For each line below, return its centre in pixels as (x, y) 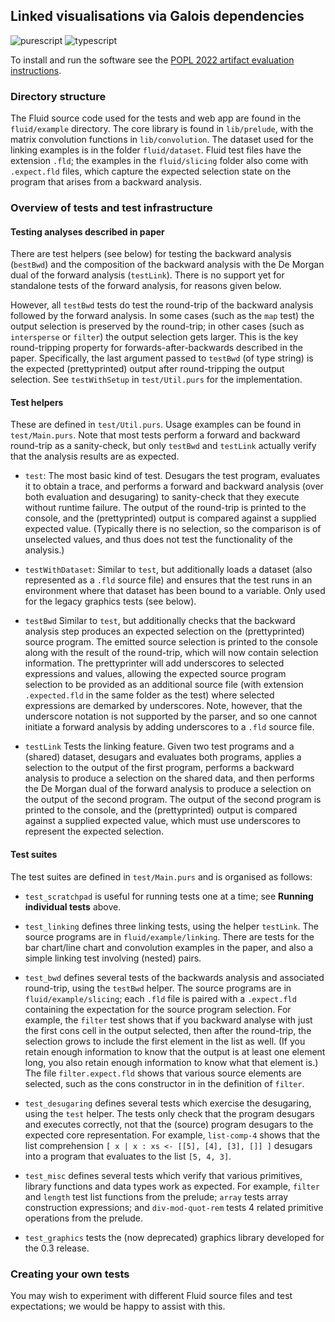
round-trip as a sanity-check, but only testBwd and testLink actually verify (163, 446)
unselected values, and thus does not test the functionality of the (158, 540)
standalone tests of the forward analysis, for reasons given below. (146, 286)
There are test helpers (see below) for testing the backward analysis (151, 254)
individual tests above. (73, 906)
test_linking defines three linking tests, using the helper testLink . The (171, 926)
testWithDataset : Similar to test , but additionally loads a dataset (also (168, 570)
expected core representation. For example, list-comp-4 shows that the (172, 1135)
